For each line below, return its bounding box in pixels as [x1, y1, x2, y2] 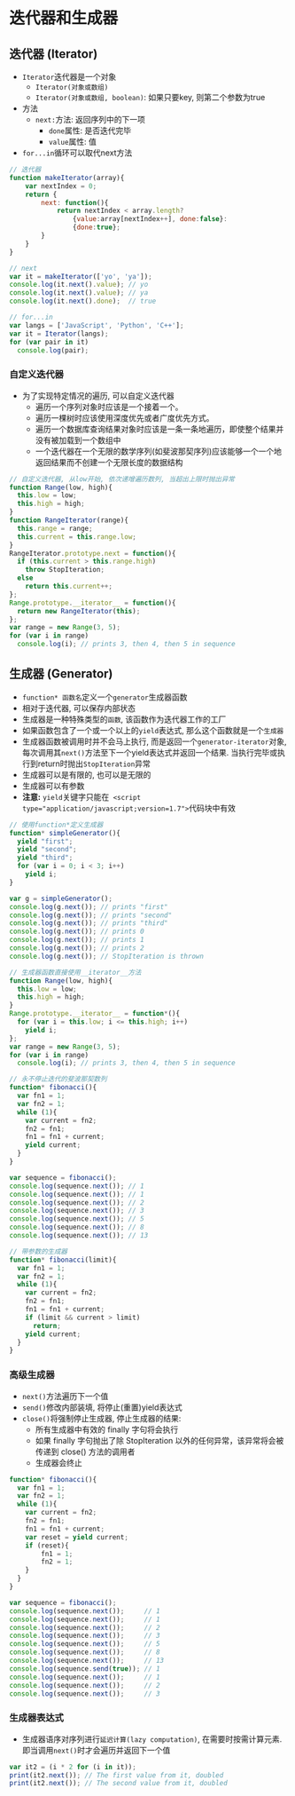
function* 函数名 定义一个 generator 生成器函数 [21, 692, 188, 702]
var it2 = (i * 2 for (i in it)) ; [9, 1762, 137, 1771]
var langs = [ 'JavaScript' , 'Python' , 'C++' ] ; [9, 320, 184, 329]
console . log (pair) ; [17, 345, 89, 355]
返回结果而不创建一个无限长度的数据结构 [35, 456, 183, 467]
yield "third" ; [17, 853, 74, 862]
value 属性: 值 [48, 137, 97, 146]
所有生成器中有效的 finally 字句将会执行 [35, 1424, 179, 1435]
